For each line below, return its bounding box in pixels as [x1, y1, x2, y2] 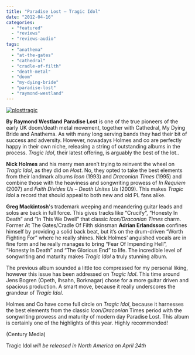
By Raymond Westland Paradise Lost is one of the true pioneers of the [6, 118, 179, 125]
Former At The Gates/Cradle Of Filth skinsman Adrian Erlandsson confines [6, 221, 187, 229]
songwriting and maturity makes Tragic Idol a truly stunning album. [6, 253, 168, 260]
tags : [6, 42, 19, 48]
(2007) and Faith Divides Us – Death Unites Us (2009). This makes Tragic [6, 185, 183, 192]
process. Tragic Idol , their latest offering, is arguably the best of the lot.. [6, 149, 180, 156]
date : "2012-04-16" [6, 14, 54, 20]
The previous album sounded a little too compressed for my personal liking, [6, 264, 189, 271]
